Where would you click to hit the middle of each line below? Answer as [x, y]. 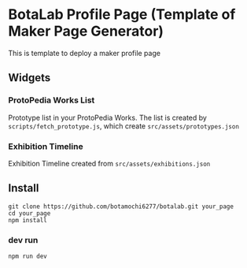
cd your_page [29, 213]
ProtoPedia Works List [52, 100]
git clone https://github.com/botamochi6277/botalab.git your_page [121, 207]
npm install [28, 220]
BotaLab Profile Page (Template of [122, 15]
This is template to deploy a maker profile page [85, 53]
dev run [23, 240]
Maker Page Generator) [86, 31]
